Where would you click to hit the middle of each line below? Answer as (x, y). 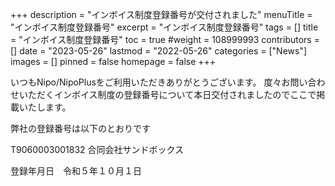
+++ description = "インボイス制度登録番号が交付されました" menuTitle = (161, 14)
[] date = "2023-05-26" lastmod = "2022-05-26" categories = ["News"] (159, 51)
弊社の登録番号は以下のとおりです (80, 128)
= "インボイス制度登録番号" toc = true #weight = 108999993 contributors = (165, 39)
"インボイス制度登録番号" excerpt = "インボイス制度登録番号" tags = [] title (164, 27)
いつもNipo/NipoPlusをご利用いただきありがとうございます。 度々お (150, 82)
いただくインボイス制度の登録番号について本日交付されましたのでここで (167, 94)
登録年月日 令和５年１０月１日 (76, 171)
